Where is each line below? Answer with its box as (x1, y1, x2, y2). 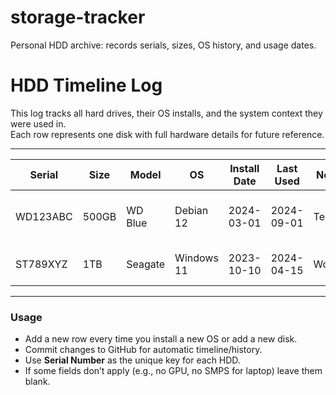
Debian (174, 203, 209, 217)
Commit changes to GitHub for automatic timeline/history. (24, 344, 263, 356)
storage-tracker (10, 6, 146, 29)
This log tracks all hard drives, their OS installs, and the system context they (10, 107, 323, 119)
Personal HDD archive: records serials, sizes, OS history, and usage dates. (10, 39, 317, 51)
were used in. (10, 117, 67, 130)
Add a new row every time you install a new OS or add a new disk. (24, 333, 298, 345)
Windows (174, 251, 219, 265)
